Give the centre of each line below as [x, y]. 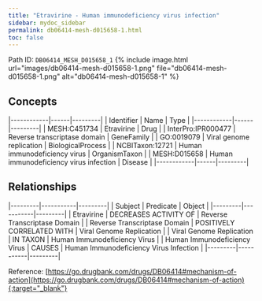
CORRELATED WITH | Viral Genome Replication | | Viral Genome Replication [131, 231]
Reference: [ [28, 271]
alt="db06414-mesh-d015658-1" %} [120, 76]
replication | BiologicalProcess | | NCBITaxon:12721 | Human [105, 146]
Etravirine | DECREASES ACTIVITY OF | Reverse [150, 214]
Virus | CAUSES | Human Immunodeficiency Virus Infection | [106, 247]
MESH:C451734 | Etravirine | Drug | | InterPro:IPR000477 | [141, 129]
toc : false [26, 37]
